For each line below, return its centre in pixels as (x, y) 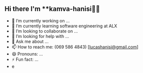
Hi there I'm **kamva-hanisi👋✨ (52, 9)
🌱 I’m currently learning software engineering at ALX (64, 26)
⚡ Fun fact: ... (25, 59)
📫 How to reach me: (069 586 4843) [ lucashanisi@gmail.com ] (75, 47)
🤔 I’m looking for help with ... (40, 36)
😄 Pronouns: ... (27, 54)
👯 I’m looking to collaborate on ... (45, 31)
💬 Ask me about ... (30, 41)
